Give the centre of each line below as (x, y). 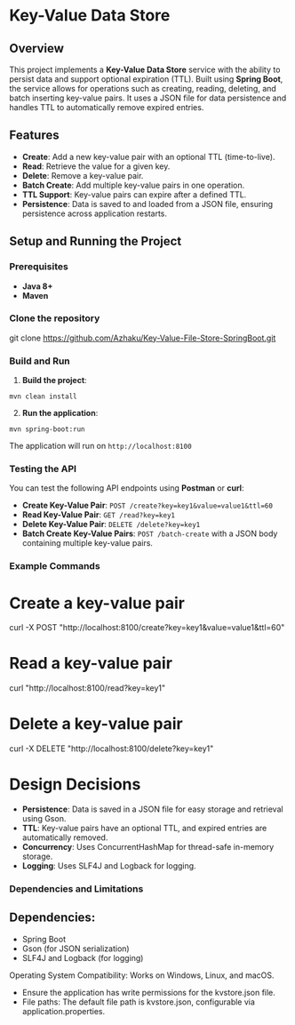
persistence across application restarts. (94, 213)
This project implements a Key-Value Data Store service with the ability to (145, 69)
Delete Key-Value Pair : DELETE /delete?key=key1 (111, 525)
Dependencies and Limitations (76, 888)
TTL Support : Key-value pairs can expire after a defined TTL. (134, 194)
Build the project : (54, 380)
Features (34, 136)
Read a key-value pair (91, 664)
